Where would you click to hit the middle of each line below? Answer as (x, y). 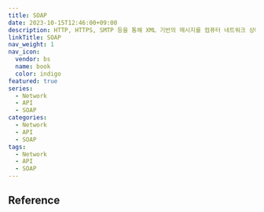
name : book (33, 67)
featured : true (33, 81)
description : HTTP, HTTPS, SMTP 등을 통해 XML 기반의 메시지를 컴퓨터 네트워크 (127, 30)
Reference (34, 201)
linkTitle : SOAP (35, 37)
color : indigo (38, 74)
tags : (17, 147)
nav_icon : (24, 52)
